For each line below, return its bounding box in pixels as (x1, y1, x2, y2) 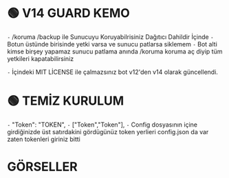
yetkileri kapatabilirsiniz (7, 54, 74, 62)
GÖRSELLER (7, 159, 78, 175)
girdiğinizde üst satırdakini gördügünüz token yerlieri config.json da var (7, 127, 209, 136)
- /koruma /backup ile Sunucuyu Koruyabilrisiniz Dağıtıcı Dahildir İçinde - (7, 32, 215, 41)
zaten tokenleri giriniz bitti (7, 135, 80, 143)
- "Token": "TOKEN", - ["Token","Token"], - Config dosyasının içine (7, 120, 198, 129)
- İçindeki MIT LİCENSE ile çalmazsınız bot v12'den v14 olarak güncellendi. (7, 68, 219, 76)
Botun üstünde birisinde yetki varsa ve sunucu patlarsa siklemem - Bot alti (7, 40, 218, 48)
